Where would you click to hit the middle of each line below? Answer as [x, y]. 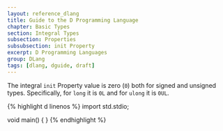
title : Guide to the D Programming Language [73, 20]
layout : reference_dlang [43, 14]
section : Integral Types [43, 33]
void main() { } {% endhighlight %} [57, 120]
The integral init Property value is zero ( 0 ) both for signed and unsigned [112, 85]
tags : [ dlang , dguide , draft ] [51, 65]
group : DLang [26, 59]
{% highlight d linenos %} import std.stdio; [68, 106]
